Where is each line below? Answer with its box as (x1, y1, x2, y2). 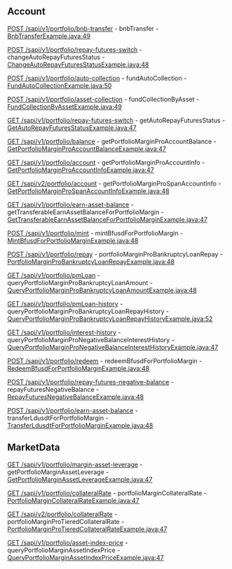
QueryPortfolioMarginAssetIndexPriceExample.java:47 (7, 553, 164, 561)
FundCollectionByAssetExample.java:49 (7, 102, 123, 111)
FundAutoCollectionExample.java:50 (7, 81, 112, 90)
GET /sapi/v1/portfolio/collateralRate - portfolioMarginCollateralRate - (7, 488, 207, 497)
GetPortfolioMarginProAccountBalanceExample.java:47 (7, 144, 167, 153)
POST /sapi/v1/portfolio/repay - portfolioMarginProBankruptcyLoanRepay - (7, 249, 223, 259)
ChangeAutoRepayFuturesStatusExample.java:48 (7, 60, 149, 69)
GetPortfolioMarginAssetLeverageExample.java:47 (7, 475, 153, 483)
